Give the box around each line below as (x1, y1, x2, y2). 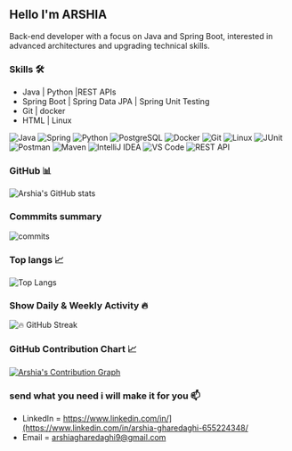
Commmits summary (9, 210, 102, 223)
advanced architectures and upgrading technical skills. (9, 40, 211, 51)
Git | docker (21, 106, 66, 117)
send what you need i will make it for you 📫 (9, 389, 201, 402)
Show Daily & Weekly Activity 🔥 (9, 299, 149, 311)
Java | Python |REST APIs (21, 86, 117, 97)
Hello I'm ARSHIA (9, 7, 108, 22)
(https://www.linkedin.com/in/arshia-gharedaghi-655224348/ (21, 422, 249, 433)
